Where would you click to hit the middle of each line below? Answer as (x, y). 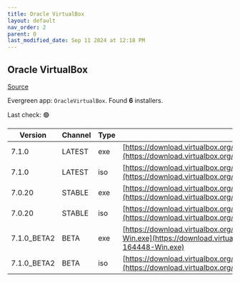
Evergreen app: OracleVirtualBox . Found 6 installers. (85, 100)
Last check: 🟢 (29, 114)
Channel (76, 135)
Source (18, 86)
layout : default (31, 21)
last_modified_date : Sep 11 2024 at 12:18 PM (76, 41)
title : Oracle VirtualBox (46, 14)
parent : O (22, 34)
